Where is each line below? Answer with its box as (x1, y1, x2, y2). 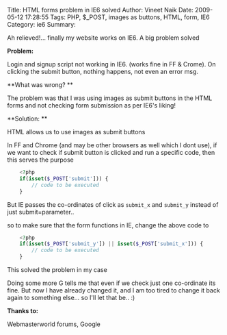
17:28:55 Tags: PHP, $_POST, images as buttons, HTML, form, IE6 (25, 13, 210, 21)
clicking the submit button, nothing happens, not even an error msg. (7, 68, 198, 75)
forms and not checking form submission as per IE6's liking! (7, 101, 176, 109)
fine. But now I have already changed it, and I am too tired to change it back (7, 286, 220, 294)
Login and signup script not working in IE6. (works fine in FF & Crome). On (7, 60, 217, 68)
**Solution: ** (7, 114, 48, 123)
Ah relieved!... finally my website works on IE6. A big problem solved (7, 34, 200, 42)
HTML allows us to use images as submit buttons (7, 128, 146, 136)
